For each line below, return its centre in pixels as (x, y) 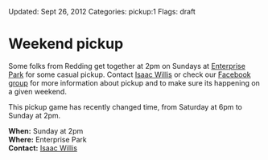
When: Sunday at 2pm (46, 130)
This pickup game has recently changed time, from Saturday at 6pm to (126, 106)
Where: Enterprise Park (47, 139)
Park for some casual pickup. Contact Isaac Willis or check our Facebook (130, 74)
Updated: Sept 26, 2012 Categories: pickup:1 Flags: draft (102, 12)
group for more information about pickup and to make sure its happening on (134, 82)
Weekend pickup (66, 44)
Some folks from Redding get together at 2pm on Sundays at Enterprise (127, 66)
